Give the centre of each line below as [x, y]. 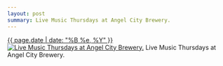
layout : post [26, 14]
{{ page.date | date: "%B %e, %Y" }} [60, 40]
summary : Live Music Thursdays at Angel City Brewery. [89, 20]
